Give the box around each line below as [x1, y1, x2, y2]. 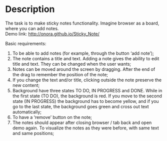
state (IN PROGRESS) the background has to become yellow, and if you [12, 98, 159, 104]
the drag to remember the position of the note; [12, 71, 108, 77]
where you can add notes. [5, 25, 59, 31]
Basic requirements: [5, 40, 46, 46]
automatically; [12, 109, 41, 115]
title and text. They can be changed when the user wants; [12, 61, 131, 67]
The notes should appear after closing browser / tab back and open [12, 119, 152, 125]
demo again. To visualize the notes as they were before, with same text [12, 124, 159, 131]
